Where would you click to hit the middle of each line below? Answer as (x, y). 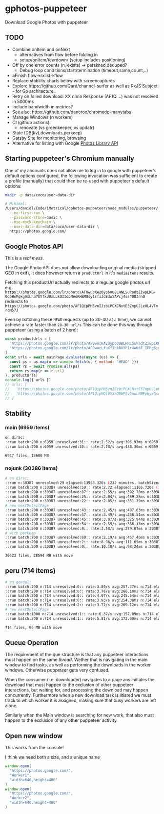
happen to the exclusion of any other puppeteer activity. (61, 720)
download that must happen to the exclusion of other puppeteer (69, 685)
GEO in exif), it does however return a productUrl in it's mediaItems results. (80, 273)
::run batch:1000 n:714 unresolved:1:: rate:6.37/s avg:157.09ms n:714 (79, 614)
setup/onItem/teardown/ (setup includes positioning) (72, 60)
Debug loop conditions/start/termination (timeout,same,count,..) (84, 70)
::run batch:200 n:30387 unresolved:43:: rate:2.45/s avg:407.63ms (75, 510)
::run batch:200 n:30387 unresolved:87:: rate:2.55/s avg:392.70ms (75, 492)
